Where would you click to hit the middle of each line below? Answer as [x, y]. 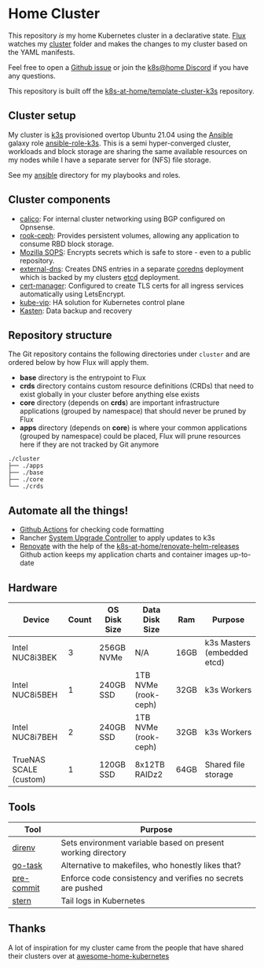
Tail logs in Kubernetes [103, 900]
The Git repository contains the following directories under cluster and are [129, 354]
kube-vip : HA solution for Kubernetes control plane [102, 302]
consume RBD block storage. [66, 244]
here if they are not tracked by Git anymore [89, 444]
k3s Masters [228, 643]
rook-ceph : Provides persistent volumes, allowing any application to [129, 235]
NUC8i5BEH [35, 695]
